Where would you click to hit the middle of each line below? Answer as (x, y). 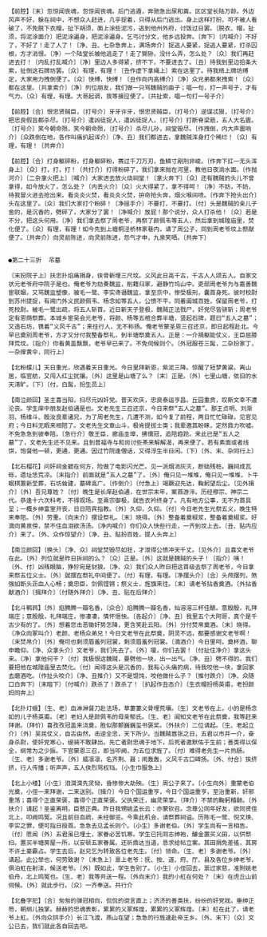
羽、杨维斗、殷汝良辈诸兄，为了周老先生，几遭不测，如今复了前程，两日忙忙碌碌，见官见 (133, 417)
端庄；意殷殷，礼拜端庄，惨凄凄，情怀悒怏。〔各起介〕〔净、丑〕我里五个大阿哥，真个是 (130, 616)
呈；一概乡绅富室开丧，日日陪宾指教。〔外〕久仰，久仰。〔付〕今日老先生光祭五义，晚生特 (133, 509)
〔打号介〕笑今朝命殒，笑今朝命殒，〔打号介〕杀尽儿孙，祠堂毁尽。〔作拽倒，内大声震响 (130, 129)
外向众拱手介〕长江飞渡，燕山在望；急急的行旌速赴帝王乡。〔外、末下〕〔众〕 (141, 918)
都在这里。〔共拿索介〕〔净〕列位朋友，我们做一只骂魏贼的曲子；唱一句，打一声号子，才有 (133, 88)
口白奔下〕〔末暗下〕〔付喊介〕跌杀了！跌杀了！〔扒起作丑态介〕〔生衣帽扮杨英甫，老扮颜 (132, 684)
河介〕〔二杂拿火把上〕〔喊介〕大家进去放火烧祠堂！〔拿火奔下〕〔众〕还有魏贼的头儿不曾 (132, 178)
